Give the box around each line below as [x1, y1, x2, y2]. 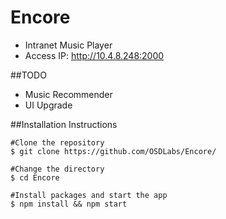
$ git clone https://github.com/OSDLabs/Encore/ [10, 146, 217, 156]
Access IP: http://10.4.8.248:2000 [24, 49, 165, 61]
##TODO [10, 69, 47, 81]
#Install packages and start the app [10, 190, 168, 200]
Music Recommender [24, 88, 113, 100]
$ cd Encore [10, 172, 60, 183]
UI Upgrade [24, 99, 73, 111]
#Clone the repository [10, 137, 105, 148]
